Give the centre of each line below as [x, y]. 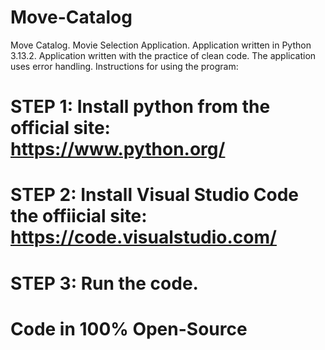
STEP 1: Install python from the [140, 107]
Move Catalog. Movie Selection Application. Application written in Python [161, 45]
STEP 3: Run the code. [104, 283]
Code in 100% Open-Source [129, 328]
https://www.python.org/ [118, 149]
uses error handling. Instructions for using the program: [124, 66]
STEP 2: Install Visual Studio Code [155, 195]
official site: [60, 128]
